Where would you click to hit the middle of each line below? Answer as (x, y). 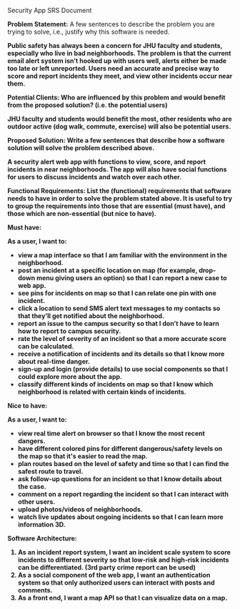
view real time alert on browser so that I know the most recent (111, 433)
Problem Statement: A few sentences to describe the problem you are (111, 24)
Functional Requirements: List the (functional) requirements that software (119, 191)
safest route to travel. (50, 471)
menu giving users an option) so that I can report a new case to (131, 278)
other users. (36, 502)
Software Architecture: (42, 538)
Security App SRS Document (50, 10)
